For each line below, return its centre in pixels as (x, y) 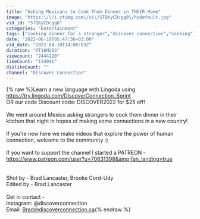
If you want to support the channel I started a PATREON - (76, 153)
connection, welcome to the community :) (57, 140)
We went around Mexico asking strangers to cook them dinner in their (92, 115)
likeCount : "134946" (32, 61)
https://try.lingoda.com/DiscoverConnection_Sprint (68, 96)
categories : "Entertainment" (42, 28)
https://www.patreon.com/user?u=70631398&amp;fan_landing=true (89, 159)
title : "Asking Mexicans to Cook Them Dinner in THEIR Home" (84, 12)
